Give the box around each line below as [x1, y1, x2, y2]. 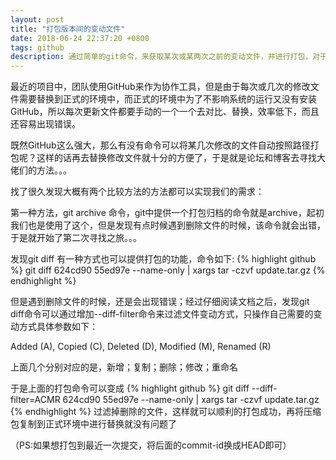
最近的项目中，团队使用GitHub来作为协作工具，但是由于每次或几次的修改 [10, 81, 311, 93]
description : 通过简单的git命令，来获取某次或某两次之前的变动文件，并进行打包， [10, 52, 313, 62]
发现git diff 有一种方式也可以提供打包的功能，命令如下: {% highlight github [10, 253, 317, 265]
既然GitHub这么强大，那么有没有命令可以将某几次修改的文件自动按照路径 [10, 139, 311, 151]
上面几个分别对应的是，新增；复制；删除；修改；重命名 [10, 361, 238, 373]
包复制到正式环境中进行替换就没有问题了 [10, 418, 177, 430]
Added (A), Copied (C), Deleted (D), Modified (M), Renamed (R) [10, 341, 272, 353]
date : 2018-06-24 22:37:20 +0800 [10, 33, 150, 43]
